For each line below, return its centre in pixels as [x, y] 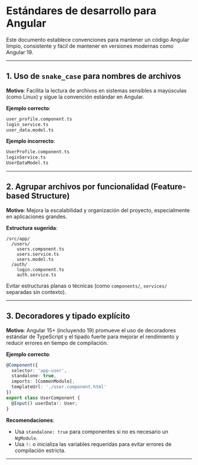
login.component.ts [41, 269]
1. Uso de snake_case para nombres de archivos [94, 76]
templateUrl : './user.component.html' [59, 387]
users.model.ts [35, 259]
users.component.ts [41, 249]
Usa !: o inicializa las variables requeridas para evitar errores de [93, 444]
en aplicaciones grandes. [37, 216]
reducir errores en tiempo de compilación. [57, 342]
